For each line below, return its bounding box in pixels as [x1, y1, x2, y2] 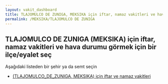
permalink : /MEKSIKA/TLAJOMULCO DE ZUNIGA [5, 16, 95, 21]
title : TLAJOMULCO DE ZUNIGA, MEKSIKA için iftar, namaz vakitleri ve [5, 12, 155, 17]
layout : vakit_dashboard [5, 7, 57, 12]
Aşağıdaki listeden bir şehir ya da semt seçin [5, 64, 97, 70]
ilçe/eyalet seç [5, 50, 52, 59]
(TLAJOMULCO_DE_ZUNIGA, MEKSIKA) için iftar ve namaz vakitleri [12, 73, 151, 80]
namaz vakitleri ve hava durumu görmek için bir [5, 43, 156, 51]
